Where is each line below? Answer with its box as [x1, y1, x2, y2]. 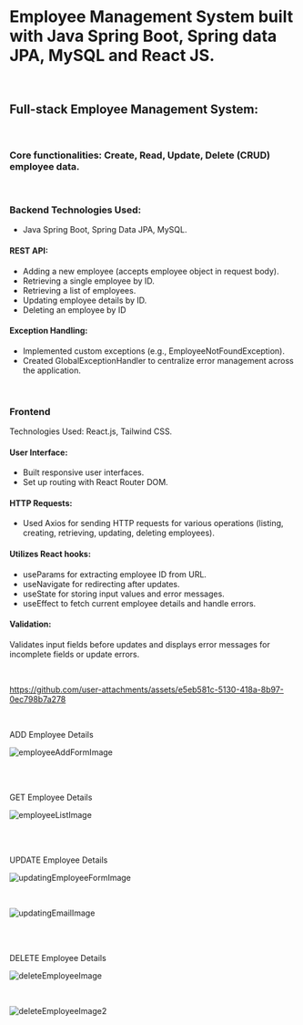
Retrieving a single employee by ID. [22, 275, 155, 286]
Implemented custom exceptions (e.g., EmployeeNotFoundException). [22, 345, 285, 357]
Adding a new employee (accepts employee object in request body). [22, 265, 279, 276]
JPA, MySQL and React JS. [9, 46, 216, 66]
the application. [22, 365, 82, 376]
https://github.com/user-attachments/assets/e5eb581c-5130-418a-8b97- [9, 684, 285, 695]
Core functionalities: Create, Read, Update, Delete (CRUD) [9, 149, 271, 161]
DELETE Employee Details [9, 952, 106, 963]
